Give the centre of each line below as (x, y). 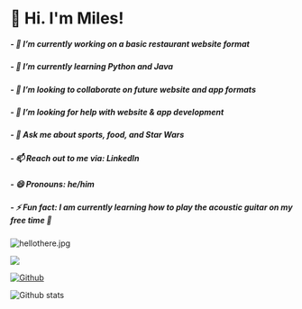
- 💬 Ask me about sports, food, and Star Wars (97, 135)
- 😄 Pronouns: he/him (53, 185)
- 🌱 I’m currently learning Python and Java (92, 67)
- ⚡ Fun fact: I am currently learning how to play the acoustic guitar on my (151, 207)
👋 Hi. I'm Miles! (67, 18)
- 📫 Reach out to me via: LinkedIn (75, 158)
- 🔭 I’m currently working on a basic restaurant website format (130, 43)
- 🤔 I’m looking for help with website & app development (117, 112)
